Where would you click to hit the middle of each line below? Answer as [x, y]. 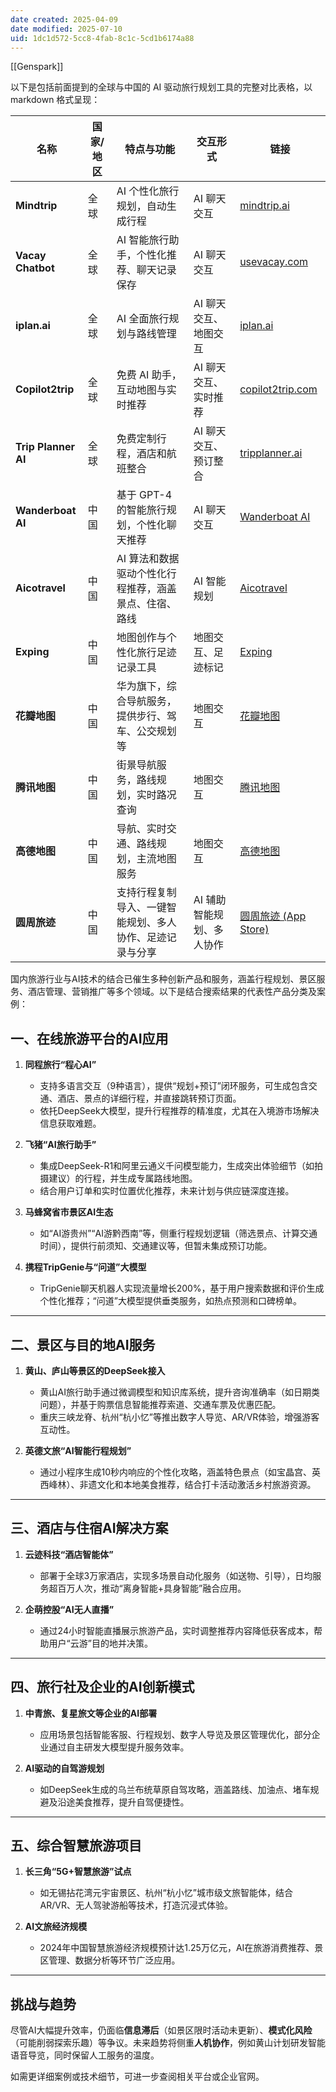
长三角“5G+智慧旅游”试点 [78, 1872]
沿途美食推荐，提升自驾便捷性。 [123, 1802]
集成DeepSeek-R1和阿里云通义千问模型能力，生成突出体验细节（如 [177, 1166]
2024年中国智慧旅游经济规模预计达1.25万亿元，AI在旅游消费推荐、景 [181, 1948]
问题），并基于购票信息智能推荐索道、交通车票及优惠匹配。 [160, 1404]
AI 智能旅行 [143, 240]
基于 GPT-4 [144, 495]
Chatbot [35, 268]
